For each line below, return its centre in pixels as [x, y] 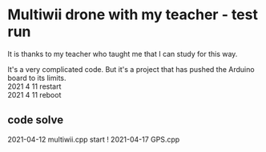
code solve [36, 120]
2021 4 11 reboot [34, 94]
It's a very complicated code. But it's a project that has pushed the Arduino [131, 69]
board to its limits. [37, 78]
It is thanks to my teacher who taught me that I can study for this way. [123, 54]
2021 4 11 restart [34, 86]
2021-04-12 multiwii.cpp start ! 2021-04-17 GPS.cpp [94, 139]
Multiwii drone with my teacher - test [133, 15]
